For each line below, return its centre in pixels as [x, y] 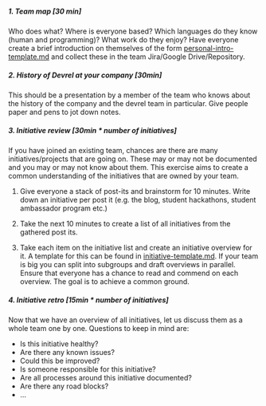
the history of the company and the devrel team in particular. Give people [128, 103]
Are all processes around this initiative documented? [106, 377]
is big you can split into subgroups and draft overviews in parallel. [128, 264]
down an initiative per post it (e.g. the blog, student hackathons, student [138, 199]
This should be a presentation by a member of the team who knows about [129, 95]
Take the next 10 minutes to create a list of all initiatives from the [125, 223]
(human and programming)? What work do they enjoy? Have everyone [123, 39]
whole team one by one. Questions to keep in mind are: [99, 328]
